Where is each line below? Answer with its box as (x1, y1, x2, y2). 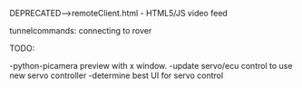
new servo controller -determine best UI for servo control (9, 70, 224, 81)
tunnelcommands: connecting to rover (9, 25, 152, 35)
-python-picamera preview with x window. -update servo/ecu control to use (9, 61, 293, 71)
